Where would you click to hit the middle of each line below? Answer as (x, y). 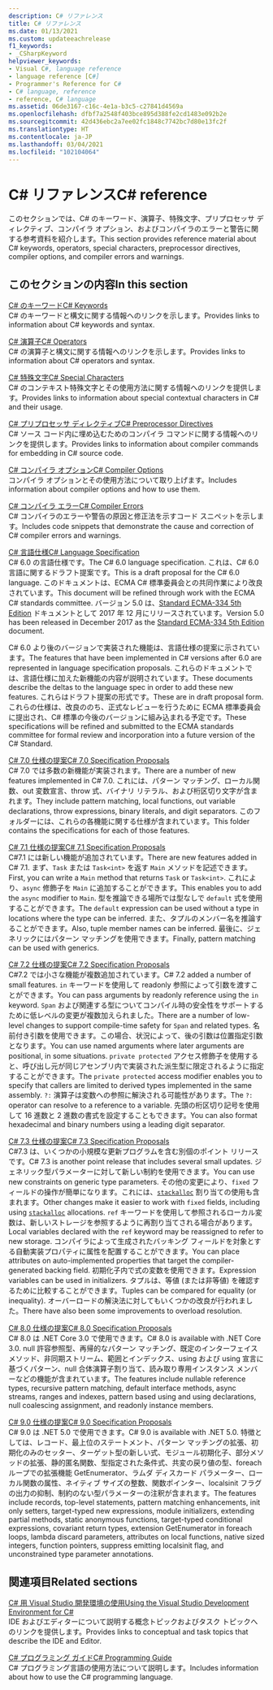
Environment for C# (41, 1612)
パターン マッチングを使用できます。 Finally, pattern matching (153, 938)
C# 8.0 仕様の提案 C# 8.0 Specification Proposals (90, 1328)
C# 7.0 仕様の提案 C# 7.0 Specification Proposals (89, 760)
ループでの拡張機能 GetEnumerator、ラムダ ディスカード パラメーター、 (129, 1473)
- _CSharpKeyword (38, 54)
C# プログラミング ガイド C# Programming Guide (90, 1657)
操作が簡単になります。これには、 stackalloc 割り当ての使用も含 (152, 1192)
